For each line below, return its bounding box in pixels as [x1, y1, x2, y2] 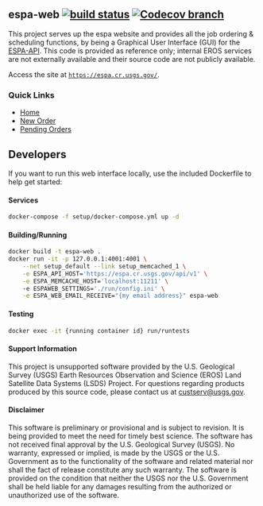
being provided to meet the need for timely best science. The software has [8, 431, 253, 441]
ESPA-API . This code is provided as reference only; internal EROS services [8, 45, 253, 56]
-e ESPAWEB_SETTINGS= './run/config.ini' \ [22, 284, 165, 292]
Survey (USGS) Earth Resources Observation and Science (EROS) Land [8, 370, 242, 380]
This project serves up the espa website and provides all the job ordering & [8, 29, 254, 38]
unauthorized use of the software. [8, 490, 120, 500]
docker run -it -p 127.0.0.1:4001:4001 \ [8, 255, 148, 263]
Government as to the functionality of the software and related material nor [8, 456, 253, 465]
